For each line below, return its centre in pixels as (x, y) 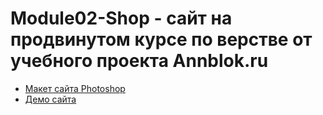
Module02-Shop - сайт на (121, 18)
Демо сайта (50, 99)
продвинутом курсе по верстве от (161, 39)
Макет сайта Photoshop (75, 88)
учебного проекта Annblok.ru (139, 61)
